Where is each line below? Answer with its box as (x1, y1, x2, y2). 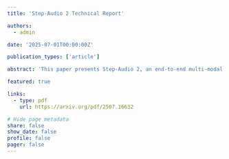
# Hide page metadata (7, 116, 69, 123)
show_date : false (7, 128, 57, 136)
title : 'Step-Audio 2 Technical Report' (7, 10, 125, 17)
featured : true (7, 78, 51, 86)
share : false (7, 122, 45, 129)
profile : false (7, 135, 51, 142)
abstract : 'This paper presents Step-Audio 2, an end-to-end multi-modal (7, 66, 223, 73)
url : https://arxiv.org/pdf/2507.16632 (19, 103, 134, 110)
